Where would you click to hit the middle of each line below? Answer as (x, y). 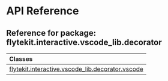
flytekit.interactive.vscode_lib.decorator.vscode (76, 69)
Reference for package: (51, 33)
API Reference (43, 11)
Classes (21, 59)
